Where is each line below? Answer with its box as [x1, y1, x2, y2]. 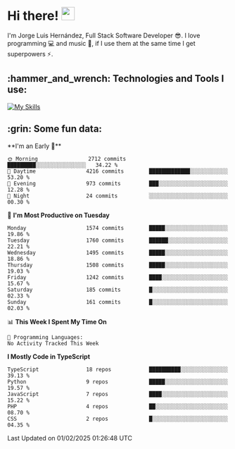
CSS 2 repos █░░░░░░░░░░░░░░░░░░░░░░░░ [7, 415, 229, 422]
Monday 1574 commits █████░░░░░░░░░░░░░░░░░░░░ [7, 224, 229, 231]
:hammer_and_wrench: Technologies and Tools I [7, 73, 224, 85]
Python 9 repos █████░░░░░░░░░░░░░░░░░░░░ [7, 378, 229, 386]
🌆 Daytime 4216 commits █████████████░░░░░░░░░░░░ [7, 168, 229, 175]
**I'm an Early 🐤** [7, 142, 62, 150]
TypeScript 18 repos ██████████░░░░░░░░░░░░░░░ [7, 366, 229, 373]
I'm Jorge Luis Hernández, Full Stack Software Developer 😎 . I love [7, 31, 201, 39]
